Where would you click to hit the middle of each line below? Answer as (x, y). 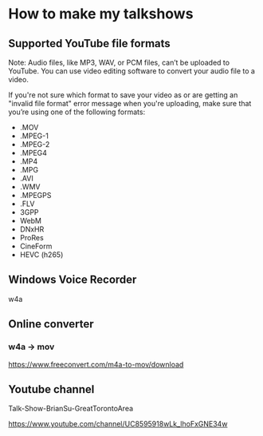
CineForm (36, 246)
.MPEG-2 (35, 144)
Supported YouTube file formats (90, 44)
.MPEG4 (33, 153)
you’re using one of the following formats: (77, 112)
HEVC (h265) (41, 255)
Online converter (51, 324)
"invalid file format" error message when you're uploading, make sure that (130, 103)
